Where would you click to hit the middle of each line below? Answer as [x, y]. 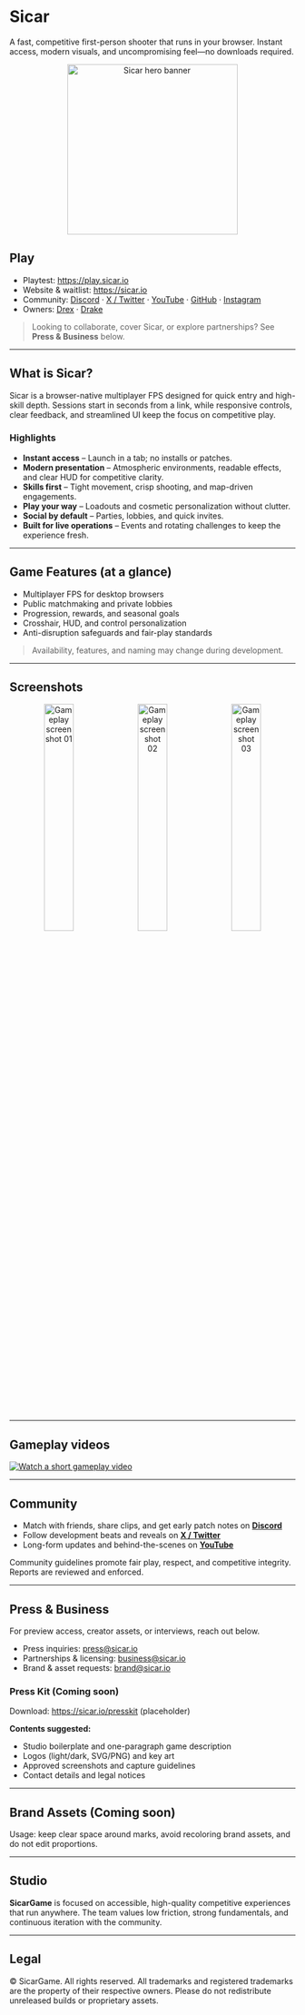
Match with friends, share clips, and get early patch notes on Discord [152, 1526]
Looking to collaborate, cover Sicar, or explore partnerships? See [153, 326]
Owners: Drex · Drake [63, 309]
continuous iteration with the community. [86, 1921]
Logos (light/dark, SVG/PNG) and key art [98, 1756]
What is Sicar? [51, 374]
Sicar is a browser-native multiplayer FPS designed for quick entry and [142, 395]
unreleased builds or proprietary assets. [84, 2000]
